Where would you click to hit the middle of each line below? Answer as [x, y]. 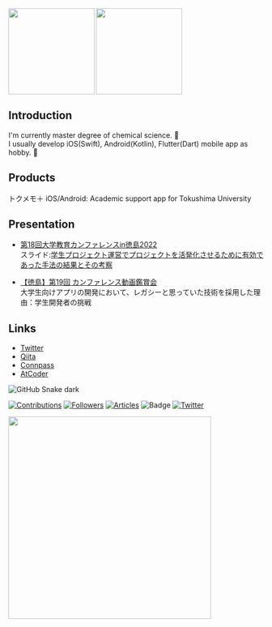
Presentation [42, 225]
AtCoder [34, 374]
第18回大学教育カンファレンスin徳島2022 [89, 245]
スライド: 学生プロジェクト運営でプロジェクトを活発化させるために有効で [142, 255]
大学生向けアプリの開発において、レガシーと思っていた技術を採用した [136, 292]
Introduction [40, 115]
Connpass [37, 365]
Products [32, 178]
